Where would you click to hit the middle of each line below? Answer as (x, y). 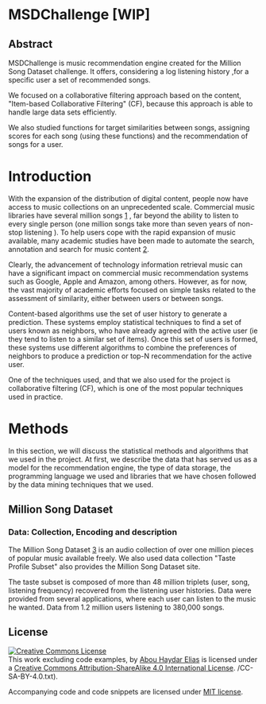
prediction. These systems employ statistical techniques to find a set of (125, 322)
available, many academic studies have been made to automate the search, (131, 241)
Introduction (50, 177)
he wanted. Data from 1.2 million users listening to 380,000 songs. (116, 607)
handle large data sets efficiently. (63, 112)
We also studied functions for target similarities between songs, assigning (129, 128)
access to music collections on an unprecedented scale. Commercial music (132, 207)
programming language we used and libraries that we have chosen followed (132, 476)
